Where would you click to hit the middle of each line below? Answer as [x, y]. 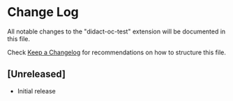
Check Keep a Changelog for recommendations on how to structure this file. [117, 52]
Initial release [36, 91]
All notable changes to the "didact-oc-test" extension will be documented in [116, 31]
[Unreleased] [37, 74]
